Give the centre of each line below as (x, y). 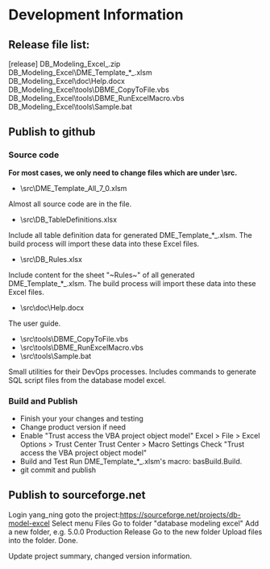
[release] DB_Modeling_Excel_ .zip (64, 64)
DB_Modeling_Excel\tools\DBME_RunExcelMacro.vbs (96, 98)
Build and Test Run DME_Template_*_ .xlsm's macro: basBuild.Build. (131, 461)
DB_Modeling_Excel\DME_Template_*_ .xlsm (80, 73)
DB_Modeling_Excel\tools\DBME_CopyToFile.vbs (89, 89)
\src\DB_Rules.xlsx (51, 259)
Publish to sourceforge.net (77, 495)
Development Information (96, 15)
